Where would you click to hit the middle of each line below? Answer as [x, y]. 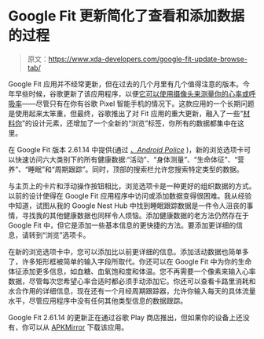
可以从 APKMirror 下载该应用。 [79, 327]
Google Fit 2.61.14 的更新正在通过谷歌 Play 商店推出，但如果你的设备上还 [126, 317]
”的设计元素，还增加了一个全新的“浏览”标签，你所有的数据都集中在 [130, 123]
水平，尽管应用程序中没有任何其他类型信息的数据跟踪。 [97, 301]
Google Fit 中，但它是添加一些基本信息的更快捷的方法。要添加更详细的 [122, 225]
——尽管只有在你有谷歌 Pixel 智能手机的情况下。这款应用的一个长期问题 [139, 104]
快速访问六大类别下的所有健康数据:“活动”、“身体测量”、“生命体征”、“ [126, 159]
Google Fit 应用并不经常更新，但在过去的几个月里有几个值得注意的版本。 [126, 84]
